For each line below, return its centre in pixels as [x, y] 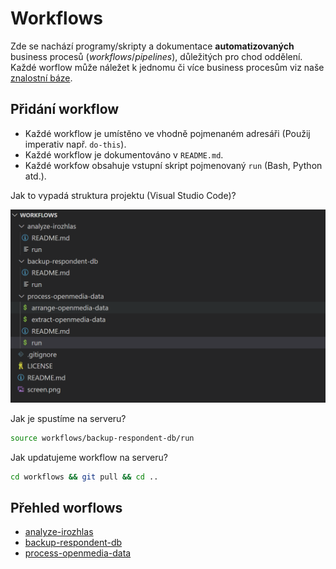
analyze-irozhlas [59, 532]
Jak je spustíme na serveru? [68, 418]
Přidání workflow [65, 109]
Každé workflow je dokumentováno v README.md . [124, 154]
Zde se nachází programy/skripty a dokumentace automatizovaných [152, 46]
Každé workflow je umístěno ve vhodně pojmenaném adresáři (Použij [167, 133]
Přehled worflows [66, 507]
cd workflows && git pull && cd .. [84, 477]
